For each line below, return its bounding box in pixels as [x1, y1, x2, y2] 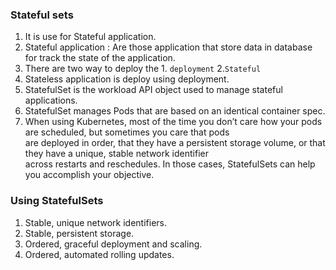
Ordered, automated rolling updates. [24, 248, 175, 260]
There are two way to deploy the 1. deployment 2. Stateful [24, 63, 262, 75]
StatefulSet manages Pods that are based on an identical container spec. [24, 105, 326, 117]
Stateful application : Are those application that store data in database [24, 41, 313, 53]
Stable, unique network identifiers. [24, 216, 167, 228]
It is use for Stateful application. [24, 31, 157, 43]
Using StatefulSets [10, 194, 104, 208]
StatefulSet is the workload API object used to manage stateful [24, 84, 283, 96]
